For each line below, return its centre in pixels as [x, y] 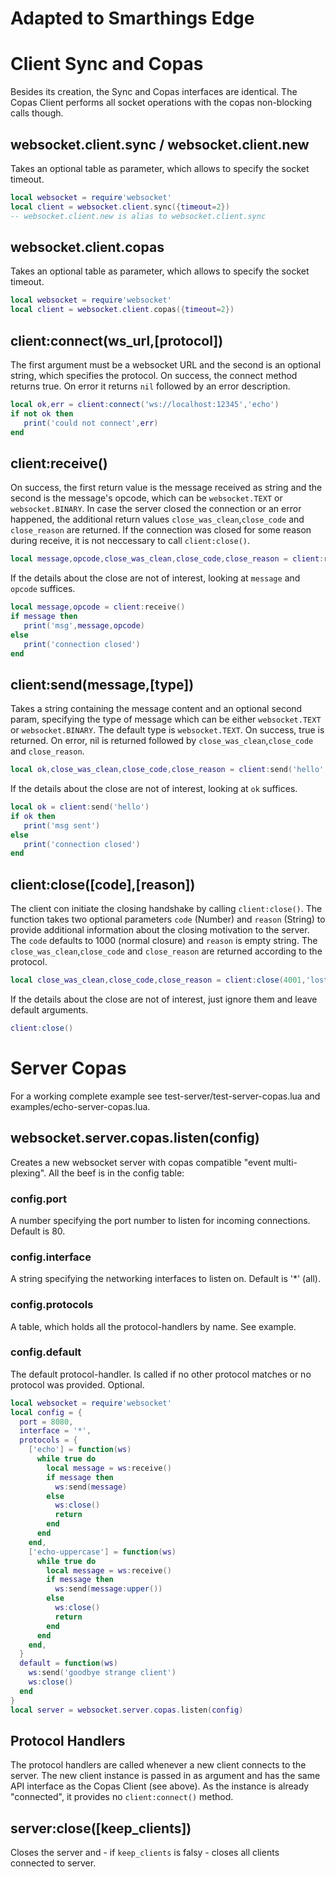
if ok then [33, 816]
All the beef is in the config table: [116, 1173]
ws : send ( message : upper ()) [108, 1589]
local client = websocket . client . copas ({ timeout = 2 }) [122, 310]
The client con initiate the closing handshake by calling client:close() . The [166, 909]
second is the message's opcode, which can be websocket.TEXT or [146, 498]
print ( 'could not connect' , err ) [91, 423]
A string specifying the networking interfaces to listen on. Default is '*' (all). [165, 1279]
